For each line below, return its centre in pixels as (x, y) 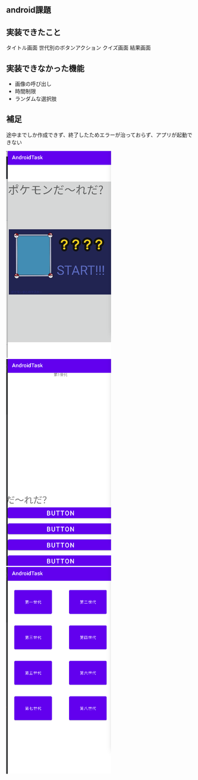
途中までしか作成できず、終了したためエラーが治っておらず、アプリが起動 (97, 135)
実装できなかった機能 (45, 68)
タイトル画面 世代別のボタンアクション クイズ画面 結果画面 (78, 48)
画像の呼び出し (33, 84)
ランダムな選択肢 (36, 99)
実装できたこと (34, 32)
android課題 (29, 10)
